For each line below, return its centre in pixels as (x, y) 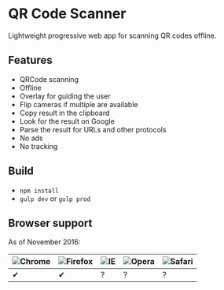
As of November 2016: (44, 242)
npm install (39, 191)
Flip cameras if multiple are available (79, 104)
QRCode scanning (49, 79)
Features (30, 60)
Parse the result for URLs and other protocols (93, 129)
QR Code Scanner (67, 14)
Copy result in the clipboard (64, 113)
